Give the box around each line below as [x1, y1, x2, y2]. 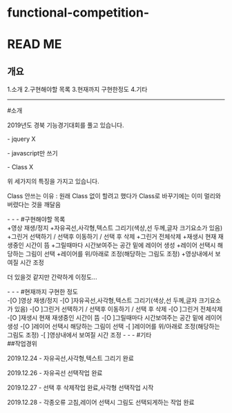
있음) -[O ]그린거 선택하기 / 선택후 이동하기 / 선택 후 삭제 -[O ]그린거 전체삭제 [14, 305, 223, 314]
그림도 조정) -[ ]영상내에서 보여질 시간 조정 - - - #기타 [7, 331, 152, 339]
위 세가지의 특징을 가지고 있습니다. [7, 177, 99, 186]
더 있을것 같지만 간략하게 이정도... [7, 273, 98, 281]
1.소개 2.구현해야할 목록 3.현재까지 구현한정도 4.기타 [7, 85, 148, 94]
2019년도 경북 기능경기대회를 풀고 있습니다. [7, 121, 124, 129]
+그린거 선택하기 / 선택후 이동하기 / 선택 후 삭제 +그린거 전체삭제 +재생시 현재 [7, 233, 217, 241]
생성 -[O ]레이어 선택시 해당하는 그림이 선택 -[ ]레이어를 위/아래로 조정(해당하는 [7, 323, 220, 331]
